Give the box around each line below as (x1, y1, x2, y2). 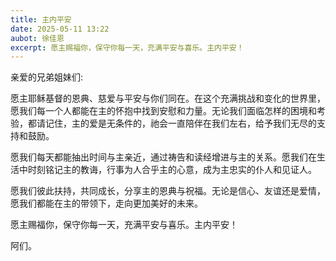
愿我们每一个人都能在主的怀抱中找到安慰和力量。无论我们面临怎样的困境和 (10, 105, 317, 117)
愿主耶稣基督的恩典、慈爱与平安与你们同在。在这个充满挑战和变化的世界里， (10, 92, 326, 105)
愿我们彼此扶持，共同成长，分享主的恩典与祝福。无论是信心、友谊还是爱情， (10, 185, 326, 197)
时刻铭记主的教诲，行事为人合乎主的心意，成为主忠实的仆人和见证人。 (27, 164, 317, 176)
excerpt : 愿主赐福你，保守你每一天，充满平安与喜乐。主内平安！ (10, 42, 245, 53)
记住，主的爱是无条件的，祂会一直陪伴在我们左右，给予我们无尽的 (44, 117, 317, 130)
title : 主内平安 (10, 14, 72, 25)
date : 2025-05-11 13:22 (10, 24, 110, 34)
